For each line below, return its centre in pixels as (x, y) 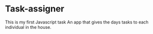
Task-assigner (35, 9)
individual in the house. (28, 27)
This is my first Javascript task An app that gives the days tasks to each (77, 22)
